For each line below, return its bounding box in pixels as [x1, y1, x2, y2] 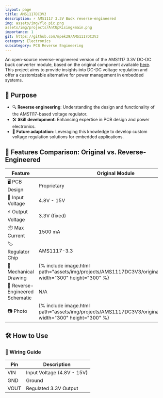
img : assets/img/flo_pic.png [5, 20, 64, 26]
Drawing [7, 274, 27, 281]
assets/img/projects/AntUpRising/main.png [5, 25, 92, 30]
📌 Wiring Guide [5, 349, 41, 355]
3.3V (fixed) [38, 212, 66, 219]
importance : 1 [5, 30, 34, 34]
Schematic [7, 294, 32, 301]
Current [7, 232, 25, 239]
